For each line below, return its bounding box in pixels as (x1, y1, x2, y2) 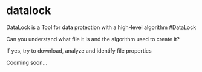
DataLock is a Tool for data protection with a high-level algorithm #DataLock (6, 24, 197, 31)
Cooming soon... (6, 59, 48, 66)
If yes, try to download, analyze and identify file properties (6, 47, 152, 54)
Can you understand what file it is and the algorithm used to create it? (6, 35, 180, 42)
